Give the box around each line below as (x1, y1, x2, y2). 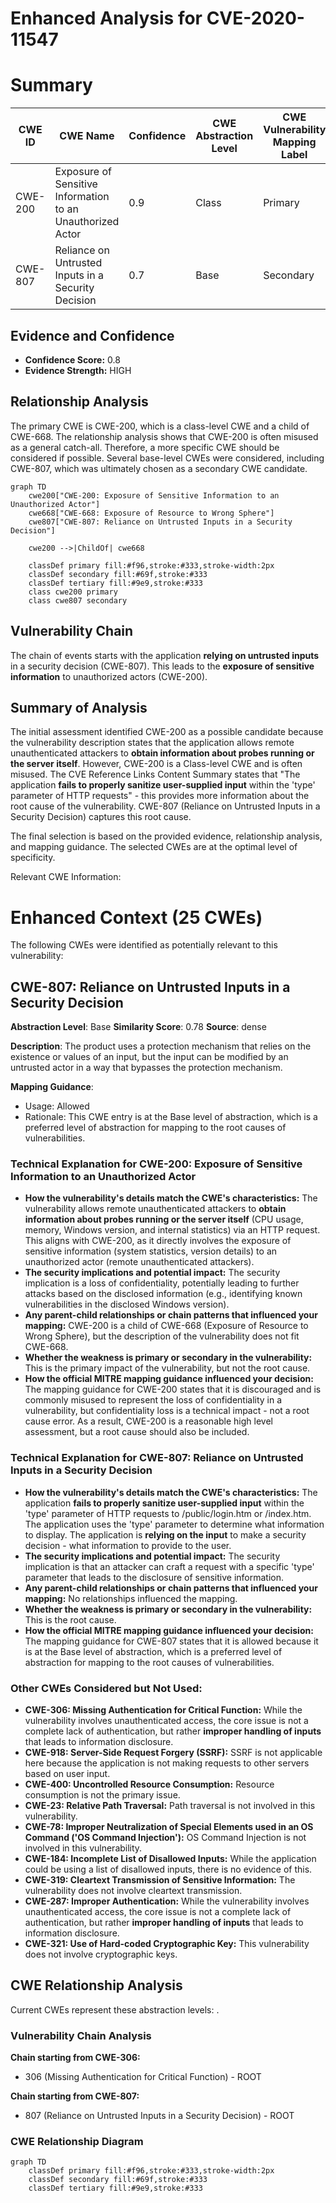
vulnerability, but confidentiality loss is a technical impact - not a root (24, 1405, 310, 1417)
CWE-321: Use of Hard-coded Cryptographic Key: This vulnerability (24, 1938, 310, 1950)
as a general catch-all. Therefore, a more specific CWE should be (10, 441, 280, 453)
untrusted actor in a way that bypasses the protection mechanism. (10, 1062, 283, 1074)
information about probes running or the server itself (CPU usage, (24, 1213, 304, 1226)
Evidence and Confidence (10, 327, 175, 344)
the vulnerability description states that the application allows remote (10, 737, 295, 749)
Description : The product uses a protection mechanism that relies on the (10, 1040, 312, 1052)
